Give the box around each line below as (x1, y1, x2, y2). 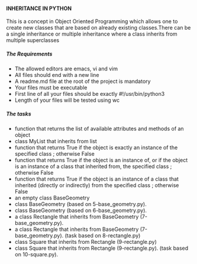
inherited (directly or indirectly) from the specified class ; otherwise (14, 182, 179, 189)
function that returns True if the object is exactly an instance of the (14, 144, 178, 151)
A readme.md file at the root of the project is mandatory (14, 78, 151, 85)
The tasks (6, 110, 31, 117)
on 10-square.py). (14, 251, 59, 258)
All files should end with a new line (14, 72, 99, 79)
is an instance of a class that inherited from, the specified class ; (14, 163, 172, 170)
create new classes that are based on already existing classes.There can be (6, 24, 191, 31)
